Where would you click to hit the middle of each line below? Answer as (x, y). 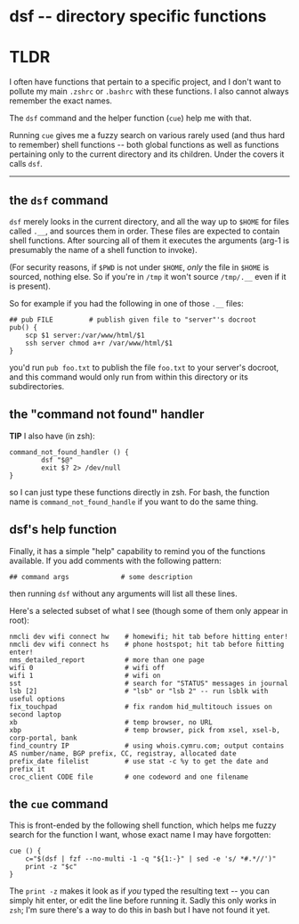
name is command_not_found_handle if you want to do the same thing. (134, 502)
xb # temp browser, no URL (111, 722)
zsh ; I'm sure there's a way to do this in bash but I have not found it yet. (140, 910)
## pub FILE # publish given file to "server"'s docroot (133, 319)
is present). (30, 286)
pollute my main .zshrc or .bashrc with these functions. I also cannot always (149, 92)
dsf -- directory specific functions (138, 16)
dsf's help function (63, 530)
